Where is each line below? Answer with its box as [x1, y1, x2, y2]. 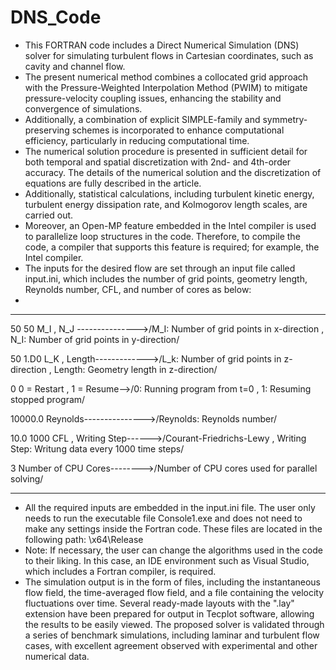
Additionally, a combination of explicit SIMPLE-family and [24, 113, 261, 125]
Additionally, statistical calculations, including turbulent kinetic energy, [24, 187, 315, 200]
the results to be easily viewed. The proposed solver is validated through [24, 618, 325, 630]
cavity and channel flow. [24, 60, 126, 72]
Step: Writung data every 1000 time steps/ [10, 442, 185, 455]
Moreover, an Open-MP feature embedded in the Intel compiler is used [24, 219, 317, 231]
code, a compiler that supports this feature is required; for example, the [24, 241, 320, 253]
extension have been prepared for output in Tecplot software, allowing [24, 607, 315, 620]
